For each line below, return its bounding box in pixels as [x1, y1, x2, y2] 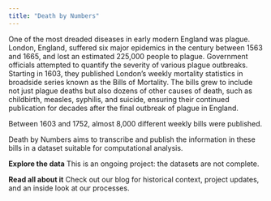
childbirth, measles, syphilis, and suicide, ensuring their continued [8, 94, 230, 104]
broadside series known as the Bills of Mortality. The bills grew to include [8, 77, 253, 87]
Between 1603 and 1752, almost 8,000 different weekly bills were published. [8, 118, 263, 128]
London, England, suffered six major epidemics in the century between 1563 [8, 42, 264, 53]
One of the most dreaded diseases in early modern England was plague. [8, 34, 250, 44]
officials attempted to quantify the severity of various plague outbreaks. [8, 60, 248, 70]
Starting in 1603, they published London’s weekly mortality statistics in [8, 68, 243, 78]
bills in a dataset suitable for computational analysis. [8, 143, 183, 152]
